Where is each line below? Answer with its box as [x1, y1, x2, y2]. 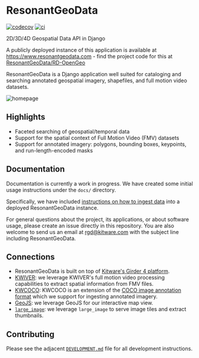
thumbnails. [14, 312, 44, 319]
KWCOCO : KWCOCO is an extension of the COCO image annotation [14, 287, 182, 294]
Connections [6, 251, 55, 262]
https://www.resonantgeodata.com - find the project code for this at [6, 52, 173, 60]
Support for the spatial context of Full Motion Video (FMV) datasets [14, 134, 179, 141]
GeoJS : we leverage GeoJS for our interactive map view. [14, 299, 153, 307]
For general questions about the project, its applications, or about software [6, 216, 189, 223]
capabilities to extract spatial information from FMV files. [14, 281, 154, 288]
